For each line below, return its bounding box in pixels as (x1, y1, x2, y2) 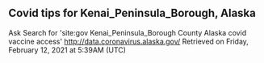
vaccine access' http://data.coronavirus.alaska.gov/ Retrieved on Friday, (8, 36, 249, 46)
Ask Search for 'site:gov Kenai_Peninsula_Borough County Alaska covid (8, 27, 247, 37)
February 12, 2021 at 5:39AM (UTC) (8, 44, 127, 55)
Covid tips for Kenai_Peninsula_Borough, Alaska (8, 6, 256, 20)
